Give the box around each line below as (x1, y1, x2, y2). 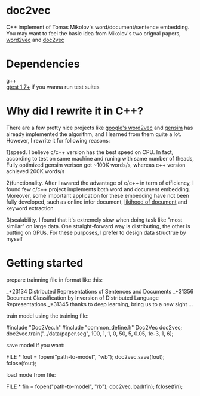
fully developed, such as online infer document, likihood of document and (6, 198, 187, 205)
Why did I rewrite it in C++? (6, 104, 144, 118)
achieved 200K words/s (6, 167, 65, 174)
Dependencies (6, 58, 80, 71)
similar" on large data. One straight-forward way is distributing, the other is (6, 222, 190, 229)
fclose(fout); (6, 359, 37, 367)
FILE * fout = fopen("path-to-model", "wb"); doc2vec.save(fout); (6, 353, 165, 360)
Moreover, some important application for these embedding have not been (6, 192, 189, 199)
